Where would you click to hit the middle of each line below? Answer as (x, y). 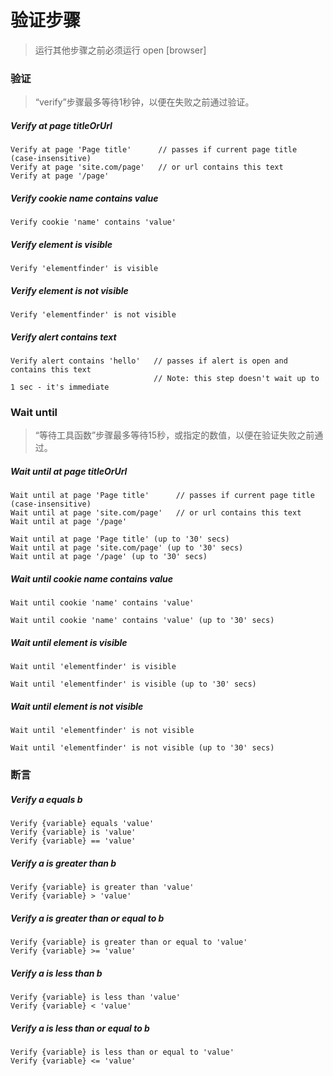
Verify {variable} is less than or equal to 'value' (122, 1052)
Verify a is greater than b (63, 863)
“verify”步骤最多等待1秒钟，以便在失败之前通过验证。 (144, 102)
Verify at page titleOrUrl (61, 125)
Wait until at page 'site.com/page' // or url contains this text (156, 513)
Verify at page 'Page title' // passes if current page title (154, 150)
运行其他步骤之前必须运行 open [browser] (120, 50)
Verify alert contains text (63, 337)
